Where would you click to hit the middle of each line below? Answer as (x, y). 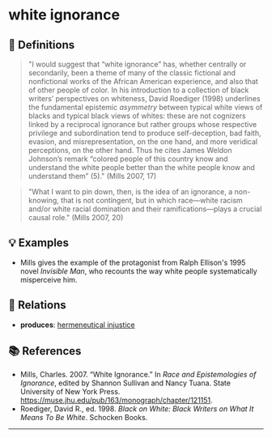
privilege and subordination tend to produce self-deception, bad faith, (144, 133)
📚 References (45, 351)
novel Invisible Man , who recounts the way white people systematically (138, 271)
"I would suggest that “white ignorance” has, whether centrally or (137, 64)
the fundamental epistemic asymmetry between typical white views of (145, 107)
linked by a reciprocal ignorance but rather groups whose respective (142, 124)
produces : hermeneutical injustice (77, 325)
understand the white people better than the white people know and (141, 167)
